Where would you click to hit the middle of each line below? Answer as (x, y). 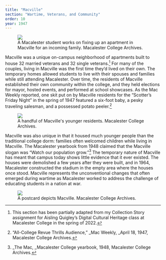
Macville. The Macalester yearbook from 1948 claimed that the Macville (78, 146)
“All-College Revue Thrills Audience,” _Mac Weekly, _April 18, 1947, (80, 232)
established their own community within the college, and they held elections (83, 84)
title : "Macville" (24, 10)
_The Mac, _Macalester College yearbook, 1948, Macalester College (82, 247)
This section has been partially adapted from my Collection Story (78, 213)
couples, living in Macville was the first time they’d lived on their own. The (80, 68)
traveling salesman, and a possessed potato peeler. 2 (59, 106)
